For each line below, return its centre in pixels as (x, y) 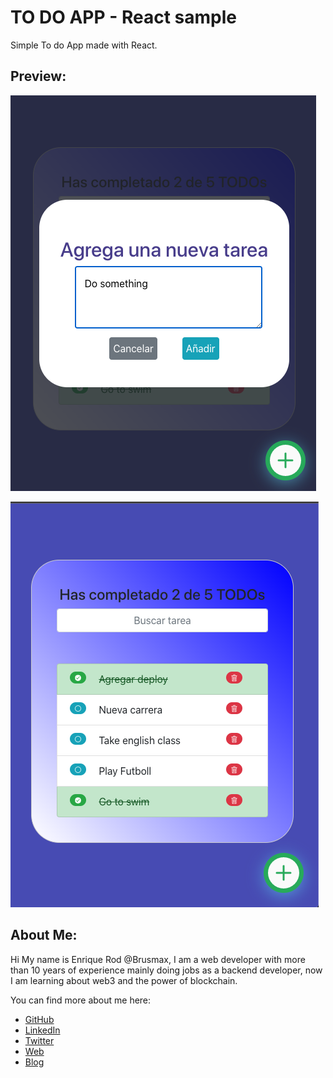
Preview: (38, 76)
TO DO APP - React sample (124, 17)
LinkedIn (42, 1030)
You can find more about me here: (81, 1000)
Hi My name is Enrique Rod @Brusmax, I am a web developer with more (158, 959)
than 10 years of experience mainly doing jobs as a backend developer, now (166, 970)
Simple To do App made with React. (84, 45)
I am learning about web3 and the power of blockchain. (124, 980)
